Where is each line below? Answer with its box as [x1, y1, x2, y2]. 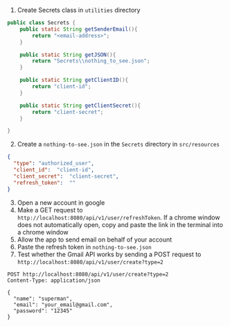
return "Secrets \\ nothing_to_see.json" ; [32, 58, 150, 65]
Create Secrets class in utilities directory [17, 6, 141, 14]
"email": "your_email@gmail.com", [13, 301, 113, 308]
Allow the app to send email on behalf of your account [17, 235, 172, 244]
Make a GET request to [17, 206, 83, 214]
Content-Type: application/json [7, 277, 100, 284]
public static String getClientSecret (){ [19, 102, 141, 109]
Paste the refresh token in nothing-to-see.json [17, 242, 152, 251]
